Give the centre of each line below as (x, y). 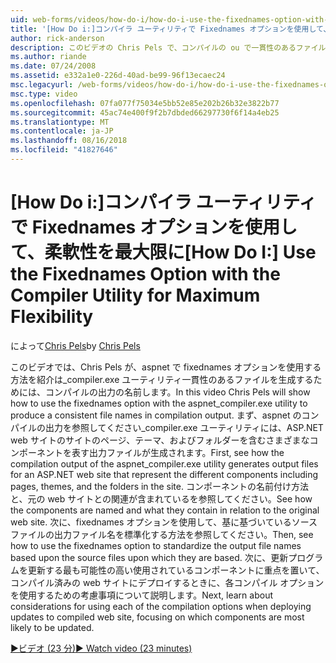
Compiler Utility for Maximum (135, 295)
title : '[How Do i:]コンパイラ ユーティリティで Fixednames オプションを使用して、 (171, 29)
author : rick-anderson (57, 38)
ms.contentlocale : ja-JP (62, 131)
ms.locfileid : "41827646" (64, 150)
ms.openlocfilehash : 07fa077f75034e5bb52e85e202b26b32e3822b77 (145, 103)
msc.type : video (44, 94)
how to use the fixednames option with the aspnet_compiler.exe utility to (159, 403)
